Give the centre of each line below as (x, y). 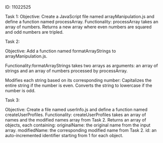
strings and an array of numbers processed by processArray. (66, 71)
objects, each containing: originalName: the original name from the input (78, 125)
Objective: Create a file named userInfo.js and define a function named (76, 110)
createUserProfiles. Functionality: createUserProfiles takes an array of (76, 115)
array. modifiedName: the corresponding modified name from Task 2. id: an (81, 130)
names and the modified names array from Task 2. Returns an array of (76, 120)
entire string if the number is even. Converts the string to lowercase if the (79, 85)
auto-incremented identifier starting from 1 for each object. (64, 135)
